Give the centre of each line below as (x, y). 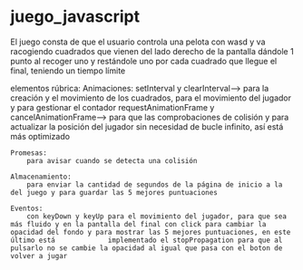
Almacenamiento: (41, 177)
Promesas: (29, 153)
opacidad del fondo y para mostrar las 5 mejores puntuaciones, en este (151, 232)
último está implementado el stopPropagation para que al (147, 240)
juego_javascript (75, 17)
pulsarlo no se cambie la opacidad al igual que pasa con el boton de (147, 248)
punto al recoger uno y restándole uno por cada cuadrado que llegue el (144, 61)
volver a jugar (39, 256)
